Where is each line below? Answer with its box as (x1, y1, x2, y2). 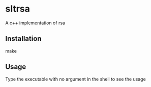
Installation (5, 34, 42, 43)
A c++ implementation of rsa (5, 20, 65, 26)
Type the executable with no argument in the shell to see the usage (5, 76, 146, 82)
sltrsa (5, 3, 31, 15)
